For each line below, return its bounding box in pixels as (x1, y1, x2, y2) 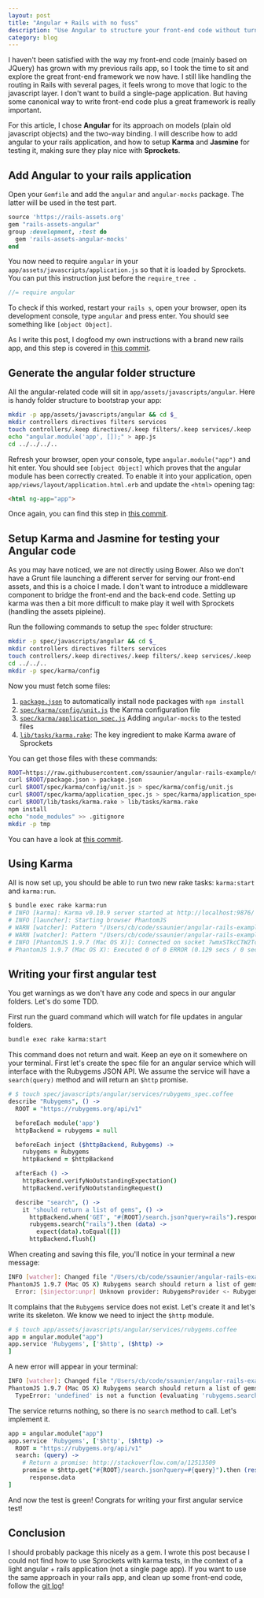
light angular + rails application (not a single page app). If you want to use (8, 1564, 247, 1574)
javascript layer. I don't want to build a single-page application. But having (8, 88, 247, 99)
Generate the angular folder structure (8, 366, 196, 379)
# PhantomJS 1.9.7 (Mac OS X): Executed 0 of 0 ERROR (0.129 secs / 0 (8, 945, 244, 954)
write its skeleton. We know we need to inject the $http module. (8, 1310, 214, 1320)
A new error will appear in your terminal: (8, 1361, 138, 1372)
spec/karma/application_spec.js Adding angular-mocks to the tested (19, 713, 241, 722)
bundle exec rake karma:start (8, 1036, 108, 1044)
